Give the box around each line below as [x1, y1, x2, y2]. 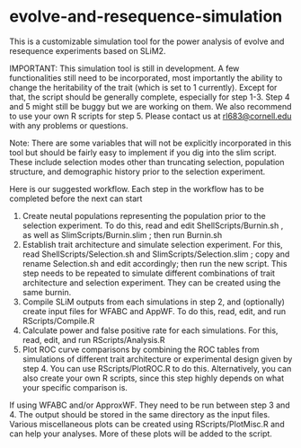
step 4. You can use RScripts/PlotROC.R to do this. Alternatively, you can [22, 363, 292, 373]
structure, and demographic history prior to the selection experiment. [9, 166, 266, 177]
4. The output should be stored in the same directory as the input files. [9, 408, 270, 419]
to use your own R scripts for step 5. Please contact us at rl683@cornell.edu [9, 110, 292, 121]
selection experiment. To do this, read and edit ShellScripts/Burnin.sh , [22, 220, 284, 231]
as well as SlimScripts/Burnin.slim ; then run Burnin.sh [22, 229, 223, 240]
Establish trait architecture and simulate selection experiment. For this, [22, 239, 283, 250]
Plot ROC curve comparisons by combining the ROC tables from [22, 344, 260, 355]
